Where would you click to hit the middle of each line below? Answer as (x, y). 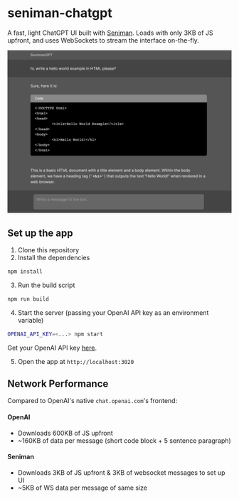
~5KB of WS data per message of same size (83, 488)
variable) (31, 320)
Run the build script (46, 285)
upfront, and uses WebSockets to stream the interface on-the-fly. (103, 40)
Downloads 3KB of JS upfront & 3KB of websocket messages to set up (121, 472)
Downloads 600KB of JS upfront (65, 433)
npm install (25, 272)
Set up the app (40, 233)
